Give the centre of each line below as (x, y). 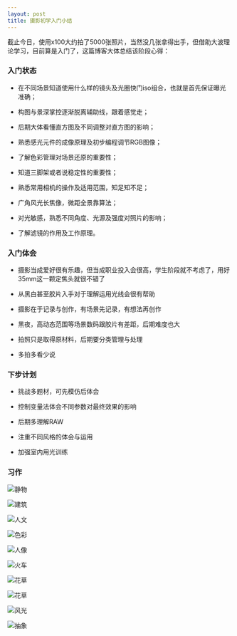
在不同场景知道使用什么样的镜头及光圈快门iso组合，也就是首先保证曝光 (122, 88)
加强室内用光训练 (43, 452)
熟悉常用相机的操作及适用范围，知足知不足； (83, 187)
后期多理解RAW (41, 422)
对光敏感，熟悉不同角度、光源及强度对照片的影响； (93, 217)
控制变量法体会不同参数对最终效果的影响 (77, 407)
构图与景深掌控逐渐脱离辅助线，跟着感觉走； (83, 112)
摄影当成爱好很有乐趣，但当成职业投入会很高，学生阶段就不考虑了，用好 (123, 270)
